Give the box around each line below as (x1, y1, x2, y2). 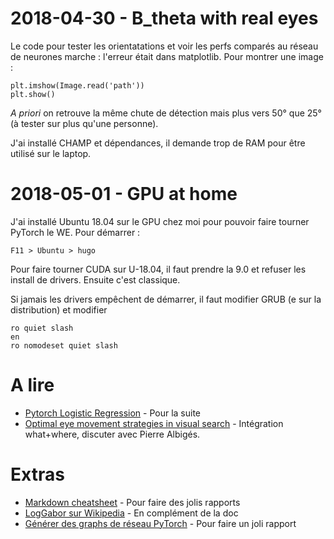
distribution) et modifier (10, 303, 108, 316)
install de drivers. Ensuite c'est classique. (10, 273, 181, 286)
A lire (10, 374, 55, 397)
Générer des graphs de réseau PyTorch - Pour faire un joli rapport (24, 517, 297, 529)
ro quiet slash (10, 323, 74, 333)
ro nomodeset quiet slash (10, 340, 118, 351)
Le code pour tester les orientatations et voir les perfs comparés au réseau (10, 40, 319, 52)
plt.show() (10, 89, 56, 99)
